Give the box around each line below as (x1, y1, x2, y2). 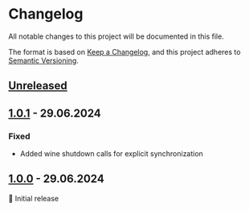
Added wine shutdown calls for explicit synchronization (19, 149, 203, 159)
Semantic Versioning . (8, 56, 79, 65)
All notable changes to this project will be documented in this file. (8, 31, 225, 41)
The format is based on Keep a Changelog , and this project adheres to (8, 47, 241, 56)
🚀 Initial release (8, 193, 59, 203)
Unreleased (8, 79, 68, 93)
